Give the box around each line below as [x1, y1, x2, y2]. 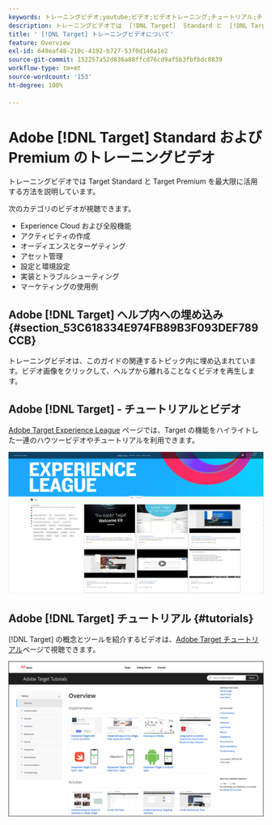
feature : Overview [8, 39, 70, 47]
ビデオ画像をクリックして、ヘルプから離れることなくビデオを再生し [21, 366, 249, 376]
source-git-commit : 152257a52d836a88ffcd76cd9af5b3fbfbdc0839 [8, 56, 223, 64]
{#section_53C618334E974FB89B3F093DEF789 [8, 320, 259, 335]
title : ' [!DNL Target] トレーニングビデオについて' [8, 30, 174, 38]
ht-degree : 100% [8, 81, 63, 89]
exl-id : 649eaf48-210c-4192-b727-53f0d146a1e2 [8, 47, 168, 56]
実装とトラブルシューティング [19, 272, 120, 281]
